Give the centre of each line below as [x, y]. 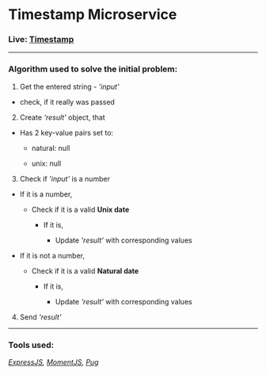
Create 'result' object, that [62, 117]
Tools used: [31, 345]
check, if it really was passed [67, 101]
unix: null [46, 163]
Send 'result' [40, 317]
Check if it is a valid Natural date [85, 270]
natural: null [51, 147]
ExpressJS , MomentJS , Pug [53, 362]
